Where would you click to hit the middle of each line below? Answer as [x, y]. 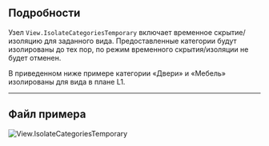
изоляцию [25, 41]
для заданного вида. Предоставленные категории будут [141, 41]
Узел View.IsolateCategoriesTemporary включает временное [110, 32]
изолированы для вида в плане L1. [67, 81]
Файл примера [47, 114]
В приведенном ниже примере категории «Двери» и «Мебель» [117, 73]
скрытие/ [229, 32]
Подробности [44, 13]
